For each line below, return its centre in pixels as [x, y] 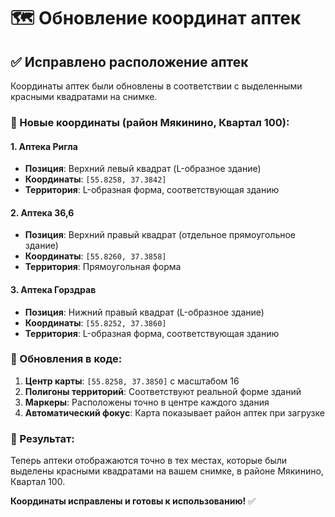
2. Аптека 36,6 [42, 212]
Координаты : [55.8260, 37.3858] [95, 256]
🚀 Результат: [42, 438]
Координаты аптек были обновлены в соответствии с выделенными [156, 86]
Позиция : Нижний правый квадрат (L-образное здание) [144, 312]
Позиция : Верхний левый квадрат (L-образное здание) [143, 169]
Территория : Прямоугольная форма [103, 267]
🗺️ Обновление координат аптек [156, 18]
